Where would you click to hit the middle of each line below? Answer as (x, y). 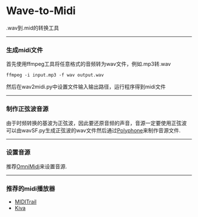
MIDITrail (26, 202)
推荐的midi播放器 (31, 188)
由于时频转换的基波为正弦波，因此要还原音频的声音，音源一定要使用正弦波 (96, 123)
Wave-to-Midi (41, 11)
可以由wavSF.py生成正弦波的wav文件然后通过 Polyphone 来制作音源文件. (93, 130)
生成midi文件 (24, 50)
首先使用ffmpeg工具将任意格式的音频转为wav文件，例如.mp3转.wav (88, 64)
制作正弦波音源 (27, 109)
